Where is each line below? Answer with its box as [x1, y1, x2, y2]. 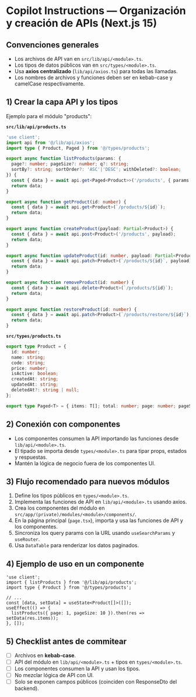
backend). [14, 685, 39, 692]
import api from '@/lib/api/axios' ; [6, 139, 95, 146]
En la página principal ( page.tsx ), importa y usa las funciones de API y [14, 517, 184, 524]
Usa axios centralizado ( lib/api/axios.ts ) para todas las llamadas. [14, 68, 178, 74]
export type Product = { [6, 344, 66, 349]
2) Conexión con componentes [6, 420, 121, 430]
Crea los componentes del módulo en [14, 504, 105, 511]
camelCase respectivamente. [14, 80, 85, 87]
